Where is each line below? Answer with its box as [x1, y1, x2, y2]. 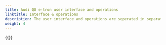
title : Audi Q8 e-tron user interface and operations [5, 7, 119, 12]
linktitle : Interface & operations [5, 12, 79, 17]
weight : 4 [5, 21, 26, 26]
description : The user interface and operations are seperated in [5, 16, 145, 21]
